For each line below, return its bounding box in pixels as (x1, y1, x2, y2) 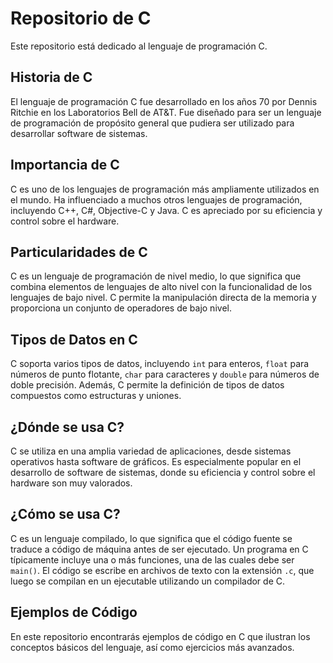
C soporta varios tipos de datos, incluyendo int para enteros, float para (10, 358, 310, 370)
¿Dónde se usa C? (10, 418, 125, 436)
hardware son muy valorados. (10, 477, 133, 489)
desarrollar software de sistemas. (10, 127, 148, 139)
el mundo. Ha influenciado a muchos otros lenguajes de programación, (10, 193, 303, 206)
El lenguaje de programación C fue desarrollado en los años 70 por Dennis (10, 95, 318, 107)
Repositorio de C (10, 7, 152, 30)
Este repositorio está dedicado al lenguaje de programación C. (10, 40, 268, 52)
